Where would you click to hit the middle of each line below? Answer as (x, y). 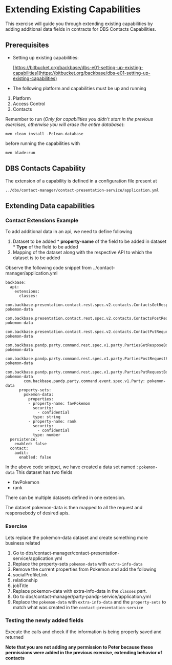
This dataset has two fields (44, 472)
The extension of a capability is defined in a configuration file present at (81, 181)
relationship (25, 580)
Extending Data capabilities (50, 206)
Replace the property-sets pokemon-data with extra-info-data (78, 564)
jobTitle (20, 586)
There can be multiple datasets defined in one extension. (65, 497)
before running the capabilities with (43, 143)
